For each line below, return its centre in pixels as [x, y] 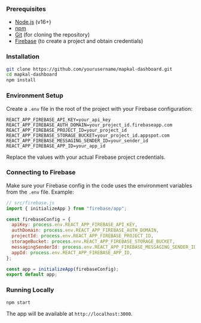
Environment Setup [35, 96]
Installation [23, 57]
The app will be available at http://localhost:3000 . [69, 314]
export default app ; [32, 274]
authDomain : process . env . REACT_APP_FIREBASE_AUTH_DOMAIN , [86, 230]
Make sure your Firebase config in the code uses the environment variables [99, 185]
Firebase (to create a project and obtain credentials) [79, 41]
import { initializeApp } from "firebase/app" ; [67, 209]
